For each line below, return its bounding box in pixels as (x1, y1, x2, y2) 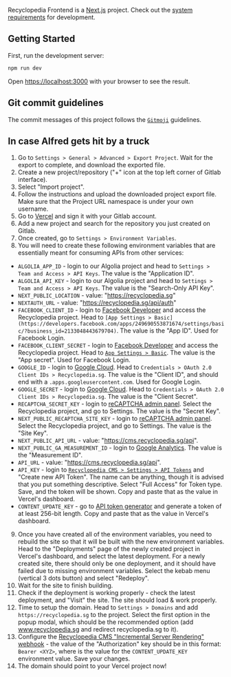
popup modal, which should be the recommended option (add (17, 618, 194, 626)
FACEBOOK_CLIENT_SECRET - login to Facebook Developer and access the (17, 341, 219, 350)
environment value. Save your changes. (17, 654, 131, 663)
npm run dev (8, 65, 42, 72)
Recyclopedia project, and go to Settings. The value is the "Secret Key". (17, 407, 221, 415)
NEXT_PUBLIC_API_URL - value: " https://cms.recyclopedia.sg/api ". (17, 437, 199, 445)
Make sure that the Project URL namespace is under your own (17, 198, 194, 206)
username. (17, 205, 49, 213)
